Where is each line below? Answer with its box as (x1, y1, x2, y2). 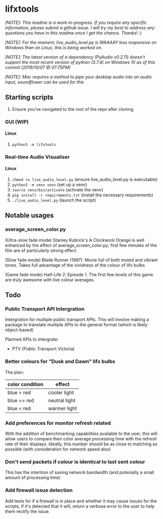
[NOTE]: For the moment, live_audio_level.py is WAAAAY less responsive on (5, 39, 157, 45)
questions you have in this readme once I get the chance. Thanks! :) (5, 30, 142, 36)
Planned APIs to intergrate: (5, 336, 59, 342)
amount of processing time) (5, 475, 61, 480)
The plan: (5, 369, 24, 375)
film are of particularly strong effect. (5, 248, 78, 253)
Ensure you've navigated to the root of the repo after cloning (12, 106, 134, 112)
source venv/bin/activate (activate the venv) (12, 187, 104, 192)
